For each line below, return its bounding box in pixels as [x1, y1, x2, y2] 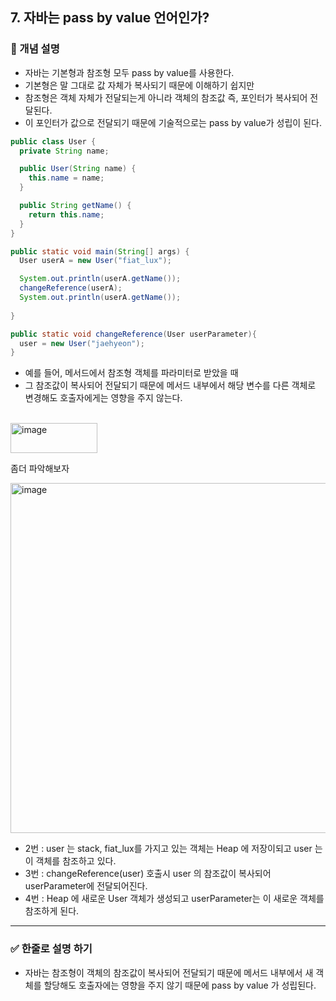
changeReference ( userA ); [19, 283, 123, 293]
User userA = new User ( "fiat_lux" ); [19, 256, 172, 266]
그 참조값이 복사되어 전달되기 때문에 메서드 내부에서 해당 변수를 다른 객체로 [24, 379, 317, 392]
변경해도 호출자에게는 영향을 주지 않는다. [24, 392, 183, 404]
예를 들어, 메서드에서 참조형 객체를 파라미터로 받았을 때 [24, 367, 239, 379]
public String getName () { [19, 201, 132, 211]
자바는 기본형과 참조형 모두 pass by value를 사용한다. [24, 66, 235, 78]
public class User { [10, 136, 97, 147]
